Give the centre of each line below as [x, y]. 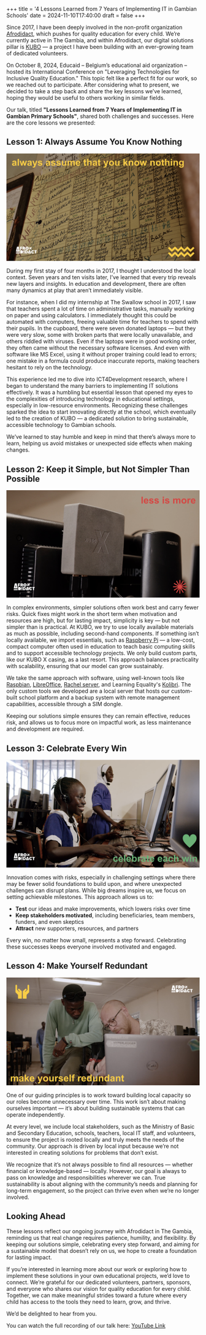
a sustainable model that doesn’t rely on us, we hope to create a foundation [102, 1250]
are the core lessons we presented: [51, 123]
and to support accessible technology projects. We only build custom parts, [102, 653]
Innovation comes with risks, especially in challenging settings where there [101, 877]
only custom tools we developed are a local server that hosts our [88, 691]
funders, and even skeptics [50, 922]
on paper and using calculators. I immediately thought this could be [91, 315]
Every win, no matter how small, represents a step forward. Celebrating [96, 941]
